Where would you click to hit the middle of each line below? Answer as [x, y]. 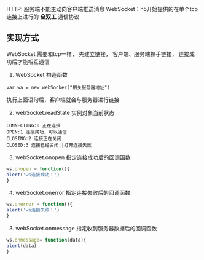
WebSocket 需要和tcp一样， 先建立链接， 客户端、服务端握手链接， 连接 [98, 53]
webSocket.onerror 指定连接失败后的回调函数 [73, 193]
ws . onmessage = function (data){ [46, 240]
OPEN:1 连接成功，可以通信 [37, 132]
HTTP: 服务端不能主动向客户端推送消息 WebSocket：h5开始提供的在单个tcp [102, 9]
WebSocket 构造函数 [41, 74]
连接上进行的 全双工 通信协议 [43, 17]
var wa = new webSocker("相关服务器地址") [58, 87]
